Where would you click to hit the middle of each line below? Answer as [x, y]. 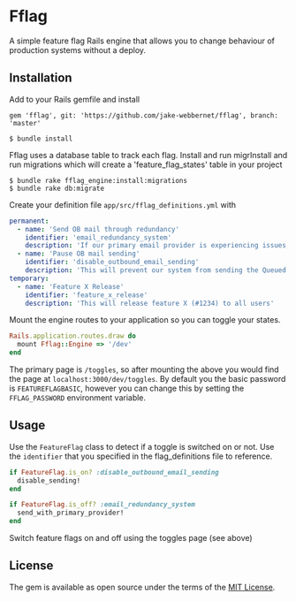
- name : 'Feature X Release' [71, 286]
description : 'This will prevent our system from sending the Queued [156, 270]
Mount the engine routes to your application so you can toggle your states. [145, 320]
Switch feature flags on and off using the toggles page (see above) [131, 538]
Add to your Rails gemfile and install [74, 99]
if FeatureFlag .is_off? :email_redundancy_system [102, 505]
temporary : [29, 278]
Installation [41, 78]
